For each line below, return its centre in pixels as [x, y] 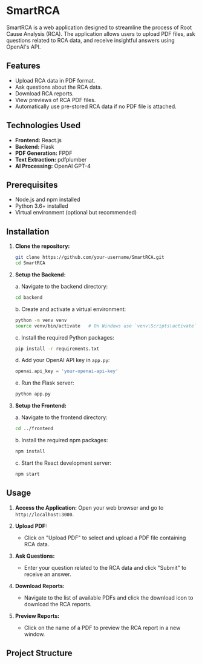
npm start [28, 474]
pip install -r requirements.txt [57, 349]
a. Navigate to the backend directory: [61, 286]
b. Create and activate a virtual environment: [70, 309]
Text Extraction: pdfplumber [51, 159]
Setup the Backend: [40, 275]
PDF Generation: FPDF [44, 153]
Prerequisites [32, 185]
